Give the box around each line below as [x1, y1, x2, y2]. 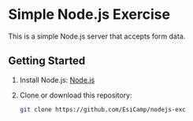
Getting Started [8, 54, 86, 68]
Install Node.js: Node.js [19, 75, 95, 84]
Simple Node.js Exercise [8, 5, 171, 24]
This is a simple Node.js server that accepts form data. [8, 31, 186, 41]
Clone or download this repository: [19, 90, 132, 100]
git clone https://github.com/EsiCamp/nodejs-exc [19, 105, 187, 113]
